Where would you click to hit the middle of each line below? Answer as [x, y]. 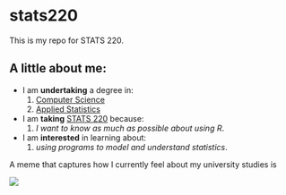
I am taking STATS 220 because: [83, 118]
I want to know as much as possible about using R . [130, 128]
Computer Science [70, 99]
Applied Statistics [68, 109]
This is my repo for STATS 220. [66, 40]
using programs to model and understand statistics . [132, 147]
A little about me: [58, 68]
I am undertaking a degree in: [78, 89]
